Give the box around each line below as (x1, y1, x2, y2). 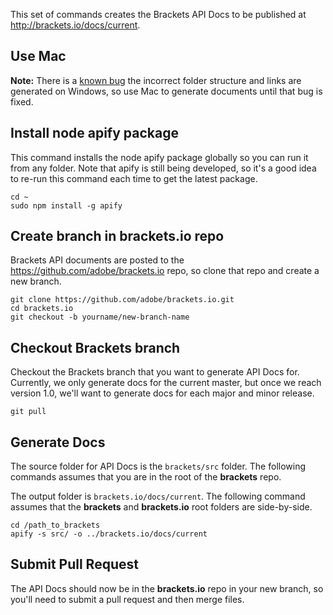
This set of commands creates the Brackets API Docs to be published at (10, 9, 307, 20)
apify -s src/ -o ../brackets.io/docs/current (10, 529, 208, 539)
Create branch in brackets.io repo (10, 228, 225, 245)
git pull (10, 407, 47, 417)
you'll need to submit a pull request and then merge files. (10, 593, 245, 605)
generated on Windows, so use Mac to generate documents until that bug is (10, 85, 323, 97)
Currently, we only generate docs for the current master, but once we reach (10, 377, 322, 389)
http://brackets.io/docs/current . (10, 19, 141, 31)
